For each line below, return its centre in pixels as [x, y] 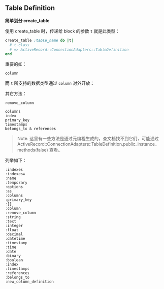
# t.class [19, 45]
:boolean [14, 260]
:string [13, 217]
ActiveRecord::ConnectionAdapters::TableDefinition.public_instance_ [87, 144]
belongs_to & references [31, 129]
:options [14, 187]
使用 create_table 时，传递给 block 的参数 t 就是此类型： [62, 31]
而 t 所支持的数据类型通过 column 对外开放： [50, 83]
